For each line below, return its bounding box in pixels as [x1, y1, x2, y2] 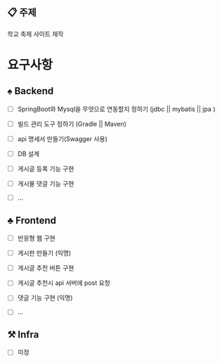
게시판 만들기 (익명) [17, 249, 72, 258]
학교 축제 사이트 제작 [7, 29, 64, 38]
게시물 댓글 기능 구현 [17, 180, 74, 188]
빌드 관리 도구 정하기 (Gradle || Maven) [17, 119, 126, 128]
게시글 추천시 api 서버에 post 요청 [17, 279, 110, 287]
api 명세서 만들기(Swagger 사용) [17, 134, 107, 143]
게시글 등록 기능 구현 [17, 164, 74, 173]
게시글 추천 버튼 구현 [17, 264, 74, 272]
